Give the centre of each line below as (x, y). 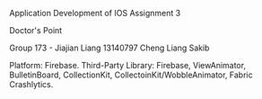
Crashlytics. (31, 84)
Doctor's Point (36, 30)
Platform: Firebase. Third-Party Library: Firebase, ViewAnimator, (128, 65)
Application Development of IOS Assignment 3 (95, 13)
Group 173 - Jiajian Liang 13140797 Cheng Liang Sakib (109, 48)
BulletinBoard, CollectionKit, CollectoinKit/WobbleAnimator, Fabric (131, 75)
